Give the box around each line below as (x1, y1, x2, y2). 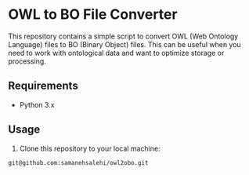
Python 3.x (19, 100, 55, 109)
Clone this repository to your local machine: (19, 144, 161, 153)
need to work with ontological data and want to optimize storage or (8, 48, 225, 57)
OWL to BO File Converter (8, 5, 178, 24)
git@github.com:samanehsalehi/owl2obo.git (8, 159, 149, 166)
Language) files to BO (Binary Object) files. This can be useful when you (8, 39, 241, 49)
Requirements (8, 79, 78, 93)
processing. (8, 57, 47, 66)
